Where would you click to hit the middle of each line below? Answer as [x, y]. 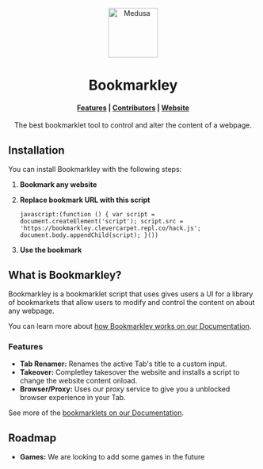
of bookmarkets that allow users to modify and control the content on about [131, 303]
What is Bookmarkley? [65, 275]
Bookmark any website [58, 185]
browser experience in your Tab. [72, 398]
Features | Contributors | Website [133, 108]
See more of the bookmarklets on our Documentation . [96, 413]
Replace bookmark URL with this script [85, 200]
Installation [36, 150]
